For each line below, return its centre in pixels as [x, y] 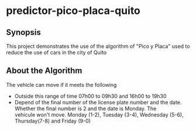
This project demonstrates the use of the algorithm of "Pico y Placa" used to [98, 46]
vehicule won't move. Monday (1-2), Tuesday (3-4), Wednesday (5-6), [99, 114]
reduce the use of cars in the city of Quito [56, 52]
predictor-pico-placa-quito [73, 11]
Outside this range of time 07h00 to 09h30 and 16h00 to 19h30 [90, 96]
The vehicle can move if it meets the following [61, 85]
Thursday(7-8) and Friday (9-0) [52, 121]
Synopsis [23, 32]
